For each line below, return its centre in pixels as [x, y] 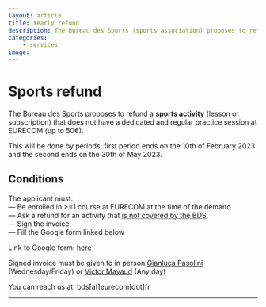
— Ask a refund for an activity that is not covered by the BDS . [108, 215]
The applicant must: [41, 198]
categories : [28, 38]
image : [19, 52]
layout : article [35, 15]
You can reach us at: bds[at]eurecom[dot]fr [79, 286]
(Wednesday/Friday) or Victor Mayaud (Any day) [87, 271]
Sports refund [55, 92]
